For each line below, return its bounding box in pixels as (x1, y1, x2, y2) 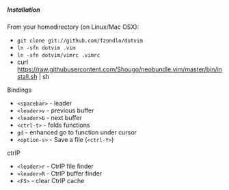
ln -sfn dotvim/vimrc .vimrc (16, 51, 100, 58)
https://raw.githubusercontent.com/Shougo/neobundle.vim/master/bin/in (16, 65, 222, 73)
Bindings (7, 86, 32, 94)
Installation (7, 5, 40, 14)
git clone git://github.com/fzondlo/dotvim (16, 37, 144, 44)
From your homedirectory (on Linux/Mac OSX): (7, 23, 139, 31)
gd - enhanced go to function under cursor (16, 128, 137, 136)
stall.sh (16, 72, 38, 80)
